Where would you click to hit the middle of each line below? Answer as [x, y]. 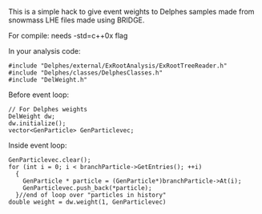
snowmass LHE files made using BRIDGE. [77, 20]
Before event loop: [39, 95]
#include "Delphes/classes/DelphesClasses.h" [85, 73]
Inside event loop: [38, 145]
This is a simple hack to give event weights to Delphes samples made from [131, 12]
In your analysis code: [45, 51]
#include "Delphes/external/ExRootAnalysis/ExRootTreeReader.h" [118, 66]
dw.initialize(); [37, 123]
